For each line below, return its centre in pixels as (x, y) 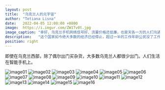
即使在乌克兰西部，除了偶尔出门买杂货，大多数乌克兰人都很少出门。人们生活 (82, 56)
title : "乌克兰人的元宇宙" (31, 14)
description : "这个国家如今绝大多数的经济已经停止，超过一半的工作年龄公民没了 (79, 37)
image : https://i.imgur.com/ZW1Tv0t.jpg (48, 28)
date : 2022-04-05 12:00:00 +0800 (41, 23)
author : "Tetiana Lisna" (30, 19)
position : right (22, 42)
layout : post (18, 10)
